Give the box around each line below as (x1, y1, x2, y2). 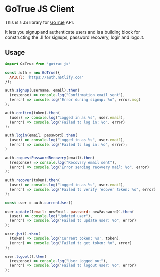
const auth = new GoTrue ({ (5, 70, 60, 75)
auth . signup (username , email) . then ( (5, 88, 80, 93)
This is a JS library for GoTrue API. (5, 20, 74, 25)
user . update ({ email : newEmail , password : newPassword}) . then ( (5, 209, 134, 214)
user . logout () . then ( (5, 254, 47, 259)
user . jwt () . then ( (5, 232, 40, 236)
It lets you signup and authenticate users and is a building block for (5, 29, 140, 35)
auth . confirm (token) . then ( (5, 110, 60, 115)
